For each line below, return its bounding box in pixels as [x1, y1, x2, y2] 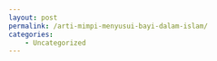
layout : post [8, 13, 58, 22]
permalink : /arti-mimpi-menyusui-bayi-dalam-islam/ [8, 22, 208, 30]
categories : [8, 30, 54, 39]
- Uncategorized [25, 38, 87, 48]
